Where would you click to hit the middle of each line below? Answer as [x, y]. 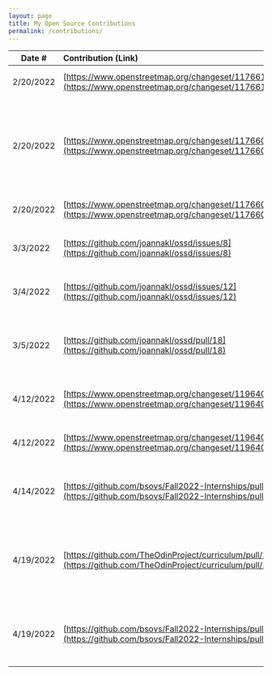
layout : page [30, 16]
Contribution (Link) [101, 58]
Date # [34, 58]
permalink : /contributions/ [56, 31]
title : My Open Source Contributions [72, 23]
